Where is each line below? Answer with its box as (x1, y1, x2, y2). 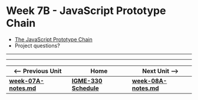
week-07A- (9, 77, 44, 85)
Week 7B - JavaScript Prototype (6, 4, 166, 18)
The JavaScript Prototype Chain (14, 36, 93, 43)
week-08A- (131, 77, 167, 85)
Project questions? (14, 42, 60, 49)
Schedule (71, 84, 99, 92)
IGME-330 (71, 77, 103, 85)
